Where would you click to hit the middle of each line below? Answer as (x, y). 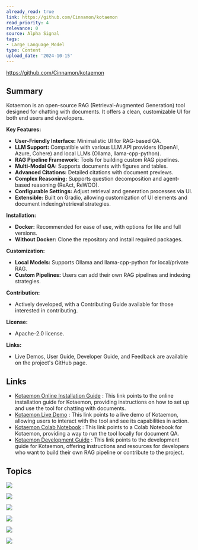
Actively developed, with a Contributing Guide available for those (94, 304)
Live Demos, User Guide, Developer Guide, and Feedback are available (101, 357)
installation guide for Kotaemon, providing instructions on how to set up (102, 402)
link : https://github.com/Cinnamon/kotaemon (62, 17)
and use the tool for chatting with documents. (70, 408)
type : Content (24, 50)
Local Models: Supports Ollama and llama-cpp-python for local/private (101, 263)
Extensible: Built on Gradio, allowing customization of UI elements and (101, 198)
